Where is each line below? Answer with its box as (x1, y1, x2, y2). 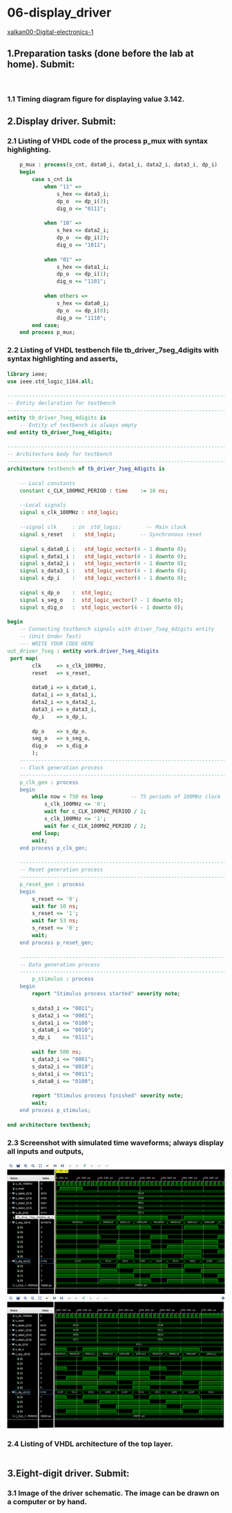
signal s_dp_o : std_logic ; (19, 589, 113, 596)
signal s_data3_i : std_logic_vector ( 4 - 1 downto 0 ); (19, 567, 187, 574)
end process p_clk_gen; (19, 845, 88, 852)
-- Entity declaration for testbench (7, 400, 116, 407)
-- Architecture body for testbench (7, 451, 113, 458)
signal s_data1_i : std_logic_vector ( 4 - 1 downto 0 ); (19, 553, 187, 560)
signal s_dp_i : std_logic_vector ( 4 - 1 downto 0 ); (19, 575, 187, 582)
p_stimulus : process (32, 976, 95, 983)
